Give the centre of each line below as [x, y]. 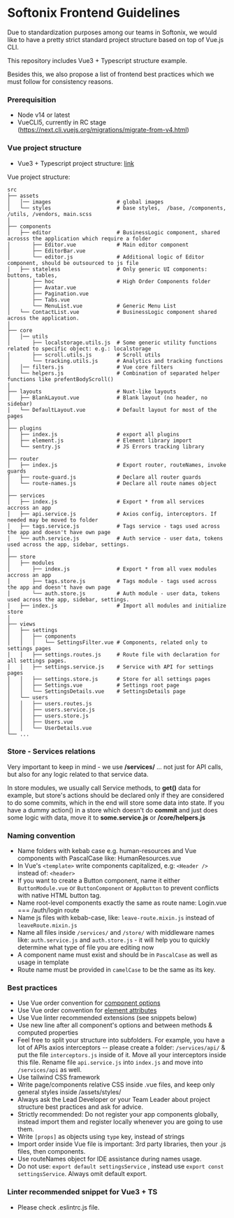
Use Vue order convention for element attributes [87, 1010]
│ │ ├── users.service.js [51, 710]
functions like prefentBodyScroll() [60, 379]
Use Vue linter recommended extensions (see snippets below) [107, 1018]
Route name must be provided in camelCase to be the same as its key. [116, 970]
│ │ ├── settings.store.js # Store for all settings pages [109, 679]
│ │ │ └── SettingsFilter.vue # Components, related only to [108, 642]
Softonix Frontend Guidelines [94, 13]
